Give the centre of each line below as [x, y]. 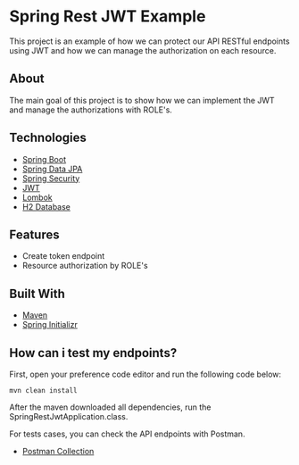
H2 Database [46, 206]
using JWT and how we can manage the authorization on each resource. [143, 50]
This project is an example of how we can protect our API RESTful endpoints [149, 41]
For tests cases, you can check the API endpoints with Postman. [127, 434]
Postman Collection [58, 451]
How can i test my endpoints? [93, 353]
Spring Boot [44, 159]
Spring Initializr [50, 325]
